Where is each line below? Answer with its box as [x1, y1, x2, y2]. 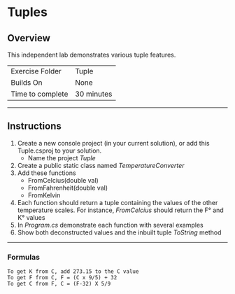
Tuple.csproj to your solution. [17, 146, 102, 155]
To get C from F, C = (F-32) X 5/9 [7, 281, 111, 288]
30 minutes [74, 89, 113, 99]
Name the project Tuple [27, 153, 96, 162]
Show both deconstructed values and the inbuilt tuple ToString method [17, 228, 222, 237]
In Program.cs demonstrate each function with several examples [17, 220, 204, 229]
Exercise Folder [10, 66, 62, 76]
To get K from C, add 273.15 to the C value [7, 268, 139, 275]
